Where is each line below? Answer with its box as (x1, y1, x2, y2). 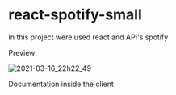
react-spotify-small (8, 6, 143, 24)
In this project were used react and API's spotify (8, 32, 169, 42)
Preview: (8, 47, 38, 57)
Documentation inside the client (8, 79, 115, 89)
